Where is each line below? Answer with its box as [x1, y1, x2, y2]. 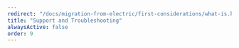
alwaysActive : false [7, 23, 69, 30]
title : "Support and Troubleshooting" [7, 17, 122, 24]
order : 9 [7, 30, 33, 37]
